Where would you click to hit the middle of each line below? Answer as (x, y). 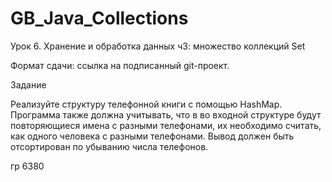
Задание (28, 84)
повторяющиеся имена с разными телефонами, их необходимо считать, (166, 125)
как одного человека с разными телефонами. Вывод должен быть (152, 136)
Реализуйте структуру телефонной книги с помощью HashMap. (146, 104)
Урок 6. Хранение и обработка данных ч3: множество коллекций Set (158, 46)
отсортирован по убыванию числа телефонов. (109, 146)
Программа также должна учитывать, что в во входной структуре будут (166, 114)
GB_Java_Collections (99, 18)
